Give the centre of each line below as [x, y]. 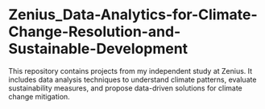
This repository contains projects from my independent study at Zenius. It [130, 71]
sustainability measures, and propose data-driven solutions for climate [126, 88]
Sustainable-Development [98, 49]
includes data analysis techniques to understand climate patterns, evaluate [132, 79]
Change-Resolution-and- [95, 32]
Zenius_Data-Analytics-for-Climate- [133, 15]
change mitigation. [39, 96]
